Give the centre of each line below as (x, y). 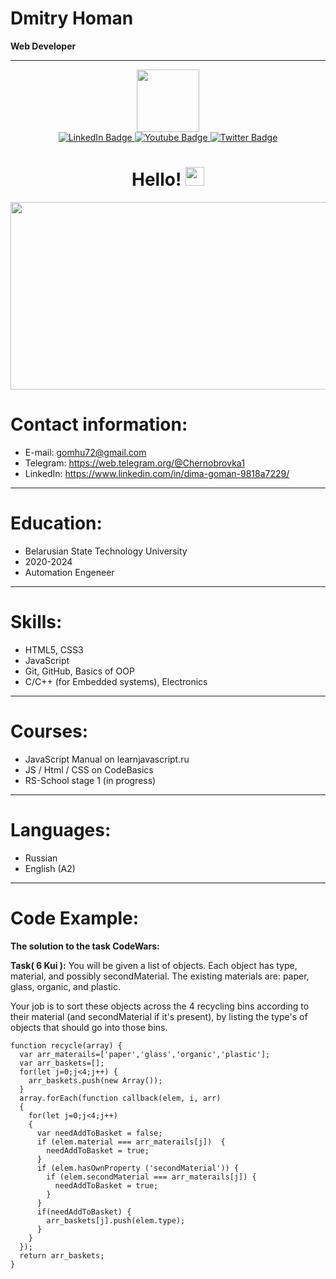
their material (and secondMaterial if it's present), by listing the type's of (159, 1016)
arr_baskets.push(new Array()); (95, 1080)
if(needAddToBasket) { (84, 1212)
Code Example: (75, 918)
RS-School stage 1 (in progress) (90, 780)
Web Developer (43, 46)
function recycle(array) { (66, 1045)
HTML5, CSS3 (54, 649)
